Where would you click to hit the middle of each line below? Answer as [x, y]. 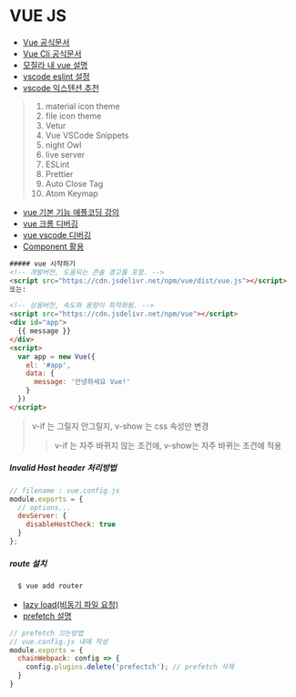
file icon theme [73, 116]
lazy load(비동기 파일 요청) [71, 604]
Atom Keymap [71, 193]
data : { [40, 374]
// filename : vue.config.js [65, 490]
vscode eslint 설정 [56, 76]
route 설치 [28, 563]
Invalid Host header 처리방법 [63, 468]
